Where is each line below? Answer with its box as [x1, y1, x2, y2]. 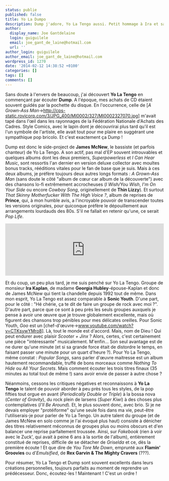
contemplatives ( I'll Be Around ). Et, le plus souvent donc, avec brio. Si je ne [5, 402, 161, 408]
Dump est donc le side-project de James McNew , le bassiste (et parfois [5, 144, 155, 150]
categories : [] [5, 68, 37, 73]
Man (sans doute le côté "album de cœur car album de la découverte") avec [5, 176, 163, 182]
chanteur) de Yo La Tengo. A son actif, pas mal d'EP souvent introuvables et [5, 149, 162, 155]
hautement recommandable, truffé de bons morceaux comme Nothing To [5, 360, 157, 366]
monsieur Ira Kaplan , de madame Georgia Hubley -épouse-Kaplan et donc [5, 285, 159, 291]
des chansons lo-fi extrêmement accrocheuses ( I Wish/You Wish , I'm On [5, 181, 156, 187]
